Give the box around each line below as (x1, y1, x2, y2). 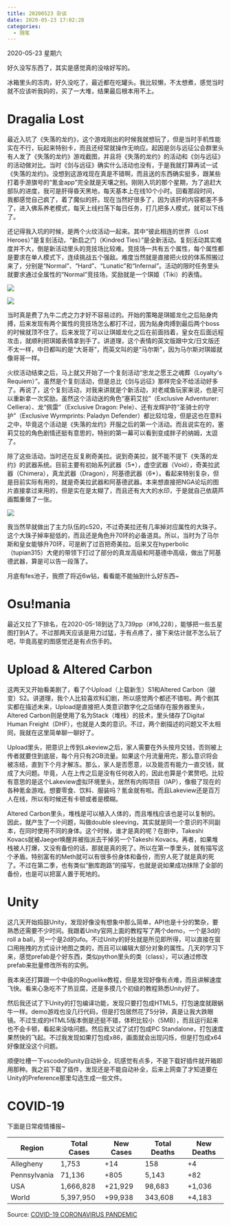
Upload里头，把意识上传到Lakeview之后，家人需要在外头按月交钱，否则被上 (7, 743, 223, 752)
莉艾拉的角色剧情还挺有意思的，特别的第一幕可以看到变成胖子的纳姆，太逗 (7, 429, 218, 437)
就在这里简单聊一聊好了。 (25, 728, 98, 737)
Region (20, 1143, 45, 1153)
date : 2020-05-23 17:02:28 (7, 17, 85, 23)
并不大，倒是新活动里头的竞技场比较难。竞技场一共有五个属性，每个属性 (12, 245, 218, 253)
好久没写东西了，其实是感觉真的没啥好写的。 (7, 63, 134, 72)
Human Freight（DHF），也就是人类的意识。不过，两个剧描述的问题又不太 (7, 720, 215, 728)
